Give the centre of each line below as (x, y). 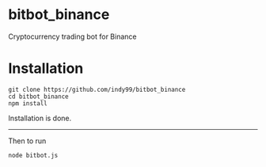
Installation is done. (40, 118)
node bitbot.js (33, 155)
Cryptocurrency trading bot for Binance (72, 36)
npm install (28, 103)
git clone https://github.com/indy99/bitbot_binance (97, 89)
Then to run (27, 141)
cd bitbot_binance (38, 97)
